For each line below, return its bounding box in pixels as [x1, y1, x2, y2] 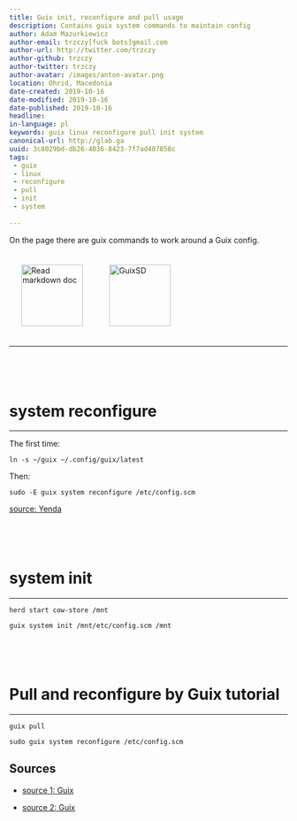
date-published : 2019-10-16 [9, 104, 113, 112]
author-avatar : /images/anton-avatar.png [9, 71, 164, 80]
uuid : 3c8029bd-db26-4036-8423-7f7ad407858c [9, 144, 176, 153]
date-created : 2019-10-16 [9, 87, 104, 96]
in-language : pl [9, 120, 69, 129]
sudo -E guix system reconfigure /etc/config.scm [9, 488, 196, 497]
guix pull [9, 722, 46, 731]
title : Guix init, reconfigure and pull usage [9, 12, 184, 22]
